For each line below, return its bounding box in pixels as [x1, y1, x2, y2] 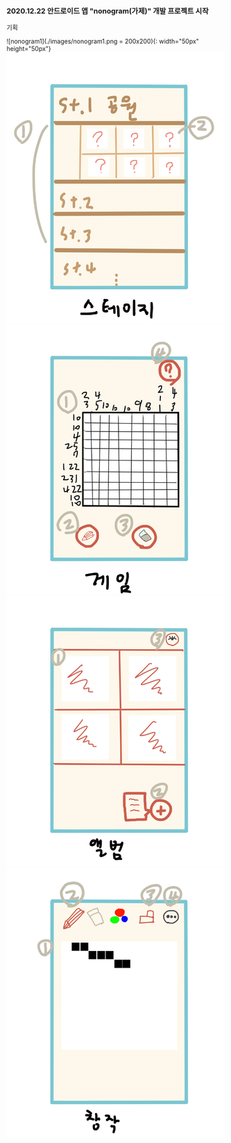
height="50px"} [6, 45, 51, 53]
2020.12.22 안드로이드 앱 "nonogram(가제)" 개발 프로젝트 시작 [6, 6, 209, 15]
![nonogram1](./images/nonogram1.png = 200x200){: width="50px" [6, 37, 199, 46]
